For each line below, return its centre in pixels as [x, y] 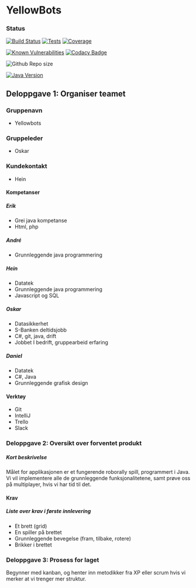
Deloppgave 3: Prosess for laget [53, 560]
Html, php [27, 227]
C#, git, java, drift [35, 336]
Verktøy [16, 396]
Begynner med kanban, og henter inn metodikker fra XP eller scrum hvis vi [96, 573]
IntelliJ [23, 416]
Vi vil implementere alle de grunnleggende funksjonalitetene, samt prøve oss [98, 478]
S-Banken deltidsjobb [41, 330]
